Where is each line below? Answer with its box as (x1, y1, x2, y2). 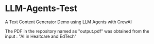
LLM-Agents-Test (5, 3, 78, 14)
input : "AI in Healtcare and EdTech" (5, 33, 77, 39)
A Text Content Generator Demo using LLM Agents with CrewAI (5, 19, 132, 25)
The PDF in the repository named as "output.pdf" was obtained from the (5, 28, 150, 34)
